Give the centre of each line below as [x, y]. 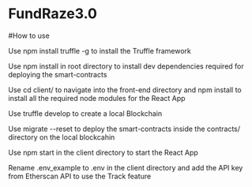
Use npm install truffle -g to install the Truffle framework [100, 50]
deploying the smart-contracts [58, 74]
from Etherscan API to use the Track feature [80, 176]
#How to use [29, 36]
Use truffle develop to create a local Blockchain [85, 113]
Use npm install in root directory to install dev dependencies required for [126, 66]
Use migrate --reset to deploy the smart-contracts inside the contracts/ [124, 129]
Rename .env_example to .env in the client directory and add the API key [126, 167]
